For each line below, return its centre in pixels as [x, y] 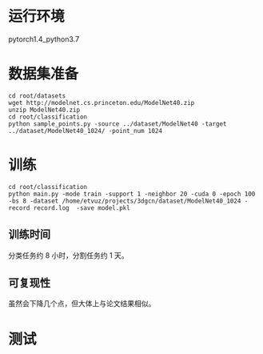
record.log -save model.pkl [82, 208]
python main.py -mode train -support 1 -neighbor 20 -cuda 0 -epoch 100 [132, 194]
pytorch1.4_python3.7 [44, 39]
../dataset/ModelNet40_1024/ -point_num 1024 [85, 131]
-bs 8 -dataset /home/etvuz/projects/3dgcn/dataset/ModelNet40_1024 [125, 201]
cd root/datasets [37, 96]
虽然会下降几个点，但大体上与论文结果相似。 [82, 304]
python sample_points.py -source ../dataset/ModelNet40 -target [118, 124]
